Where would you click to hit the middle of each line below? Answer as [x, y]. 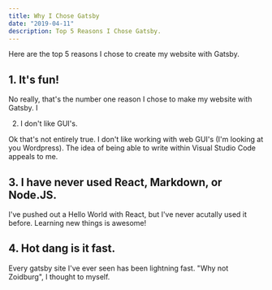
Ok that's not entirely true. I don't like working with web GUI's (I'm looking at [136, 140]
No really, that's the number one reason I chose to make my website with [130, 99]
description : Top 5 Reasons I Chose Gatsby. [85, 31]
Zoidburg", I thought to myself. [59, 276]
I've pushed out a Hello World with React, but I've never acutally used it [128, 214]
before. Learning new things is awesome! [78, 223]
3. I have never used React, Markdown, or [115, 182]
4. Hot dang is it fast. [62, 249]
